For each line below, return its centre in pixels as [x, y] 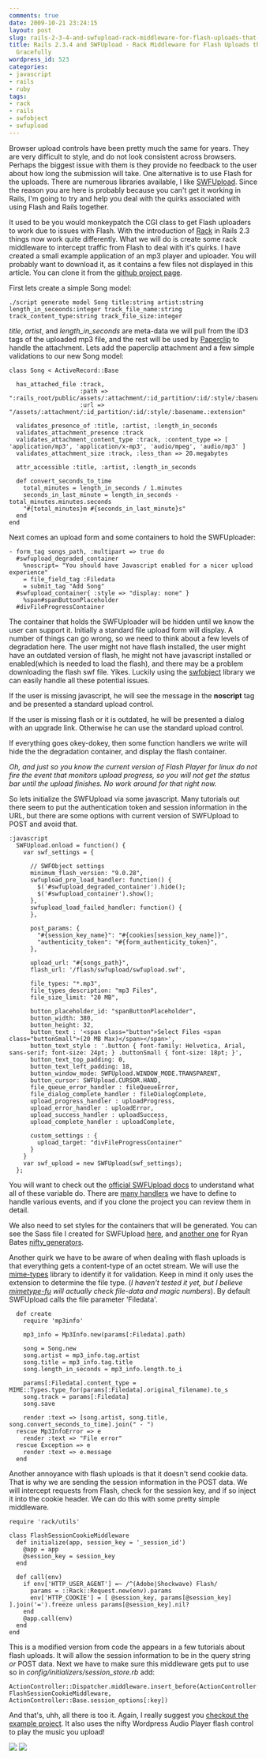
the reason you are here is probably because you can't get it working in [125, 190]
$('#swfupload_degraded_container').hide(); [112, 887]
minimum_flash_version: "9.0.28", [87, 873]
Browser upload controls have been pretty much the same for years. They [129, 148]
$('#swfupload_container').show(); [96, 893]
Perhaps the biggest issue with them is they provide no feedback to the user [133, 165]
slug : [18, 38]
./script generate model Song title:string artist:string [106, 302]
